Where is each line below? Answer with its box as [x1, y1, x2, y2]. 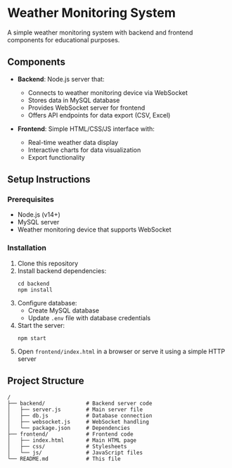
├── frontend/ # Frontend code [7, 431, 134, 438]
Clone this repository [17, 259, 79, 267]
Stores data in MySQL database [27, 96, 120, 104]
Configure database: [17, 298, 77, 307]
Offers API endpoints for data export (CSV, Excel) [27, 110, 171, 119]
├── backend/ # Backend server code [7, 400, 153, 407]
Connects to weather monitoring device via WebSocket [27, 88, 188, 96]
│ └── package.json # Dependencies [7, 424, 131, 431]
